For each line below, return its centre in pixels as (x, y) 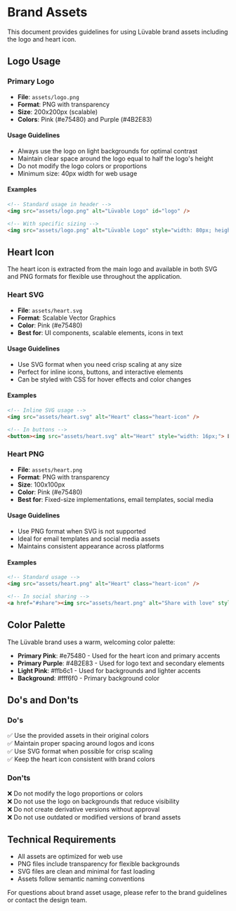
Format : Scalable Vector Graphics (66, 318)
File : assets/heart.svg (50, 310)
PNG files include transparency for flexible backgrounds (99, 864)
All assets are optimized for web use (70, 857)
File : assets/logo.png (48, 96)
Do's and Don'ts (43, 700)
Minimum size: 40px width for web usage (77, 173)
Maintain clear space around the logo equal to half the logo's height (115, 158)
